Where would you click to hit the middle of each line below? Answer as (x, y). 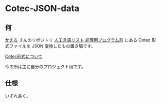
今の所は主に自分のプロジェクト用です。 (45, 66)
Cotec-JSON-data (42, 8)
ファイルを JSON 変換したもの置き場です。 (52, 46)
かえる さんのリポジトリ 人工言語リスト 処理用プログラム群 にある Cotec (78, 40)
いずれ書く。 (18, 96)
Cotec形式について (24, 56)
